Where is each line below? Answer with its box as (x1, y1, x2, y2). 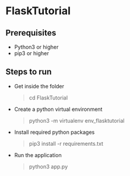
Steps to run (5, 67, 52, 77)
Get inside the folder (14, 82, 65, 89)
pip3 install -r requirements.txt (28, 140, 103, 147)
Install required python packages (14, 129, 95, 136)
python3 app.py (28, 163, 68, 170)
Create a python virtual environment (14, 105, 103, 113)
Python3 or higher (14, 43, 59, 50)
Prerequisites (5, 28, 56, 38)
